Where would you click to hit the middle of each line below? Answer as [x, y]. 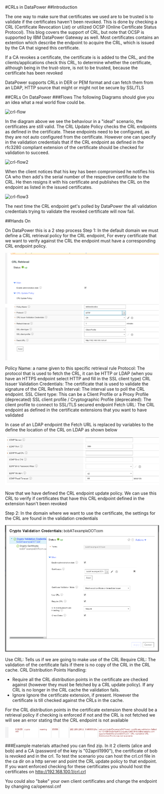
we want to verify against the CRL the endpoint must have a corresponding [81, 241]
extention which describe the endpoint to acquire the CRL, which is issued [80, 43]
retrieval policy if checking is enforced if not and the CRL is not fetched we [80, 715]
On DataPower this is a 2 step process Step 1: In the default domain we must [82, 230]
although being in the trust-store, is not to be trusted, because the [72, 68]
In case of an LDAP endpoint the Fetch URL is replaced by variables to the [79, 425]
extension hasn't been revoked [36, 504]
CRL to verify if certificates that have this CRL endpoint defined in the [75, 498]
